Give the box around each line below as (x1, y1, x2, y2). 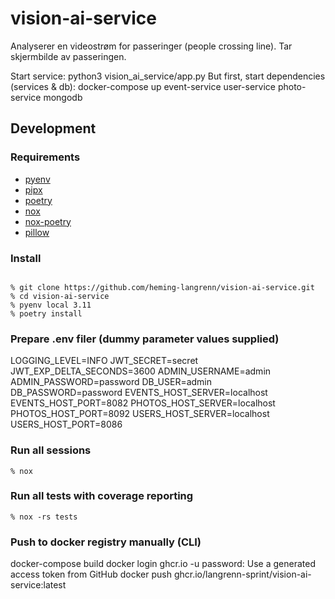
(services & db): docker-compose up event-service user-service (10, 80, 276, 92)
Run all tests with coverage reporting (10, 489, 194, 503)
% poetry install (10, 308, 83, 319)
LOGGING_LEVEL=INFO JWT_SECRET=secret (10, 355, 199, 367)
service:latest (10, 579, 67, 591)
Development (10, 120, 97, 137)
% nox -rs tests (10, 512, 78, 522)
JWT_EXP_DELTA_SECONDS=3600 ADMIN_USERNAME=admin (10, 365, 272, 377)
